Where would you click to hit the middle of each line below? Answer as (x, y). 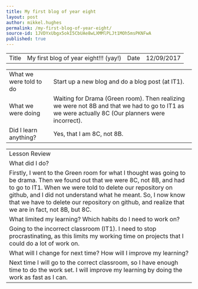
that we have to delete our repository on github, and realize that (97, 202)
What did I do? (29, 163)
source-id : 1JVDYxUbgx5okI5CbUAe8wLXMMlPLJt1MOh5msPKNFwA (79, 34)
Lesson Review (30, 154)
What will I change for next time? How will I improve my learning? (99, 253)
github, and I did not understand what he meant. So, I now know (97, 195)
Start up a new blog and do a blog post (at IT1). (119, 82)
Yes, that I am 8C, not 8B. (88, 134)
